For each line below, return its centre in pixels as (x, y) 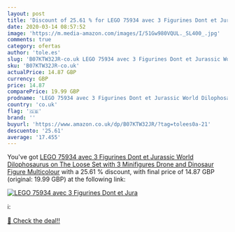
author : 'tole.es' (34, 53)
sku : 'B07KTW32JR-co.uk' (43, 66)
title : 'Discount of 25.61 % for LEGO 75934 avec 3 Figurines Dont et (112, 20)
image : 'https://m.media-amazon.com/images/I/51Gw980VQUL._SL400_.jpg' (114, 33)
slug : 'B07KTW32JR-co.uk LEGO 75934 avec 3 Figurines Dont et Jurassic (114, 59)
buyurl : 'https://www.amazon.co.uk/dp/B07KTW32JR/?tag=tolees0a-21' (109, 124)
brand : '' (22, 117)
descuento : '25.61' (36, 131)
